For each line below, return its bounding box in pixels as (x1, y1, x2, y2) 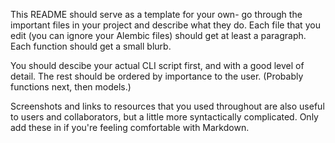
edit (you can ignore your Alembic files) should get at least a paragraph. (10, 30, 307, 41)
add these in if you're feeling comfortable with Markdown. (10, 122, 250, 133)
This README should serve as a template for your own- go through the (10, 9, 303, 20)
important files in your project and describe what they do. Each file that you (10, 19, 321, 31)
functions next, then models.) (10, 81, 132, 93)
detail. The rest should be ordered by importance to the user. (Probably (10, 70, 304, 82)
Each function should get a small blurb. (10, 40, 172, 52)
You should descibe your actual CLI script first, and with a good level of (10, 60, 305, 71)
